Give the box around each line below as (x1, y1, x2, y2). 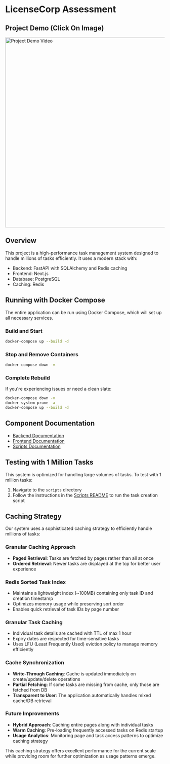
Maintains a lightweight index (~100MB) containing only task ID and (12, 590, 153, 596)
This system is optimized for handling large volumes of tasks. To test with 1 (5, 471, 161, 477)
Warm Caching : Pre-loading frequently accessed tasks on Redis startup (12, 727, 163, 733)
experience (12, 566, 36, 572)
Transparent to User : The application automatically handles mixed (12, 692, 151, 698)
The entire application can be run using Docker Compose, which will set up (5, 309, 162, 315)
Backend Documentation (12, 432, 64, 439)
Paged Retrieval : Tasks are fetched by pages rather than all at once (12, 555, 154, 561)
